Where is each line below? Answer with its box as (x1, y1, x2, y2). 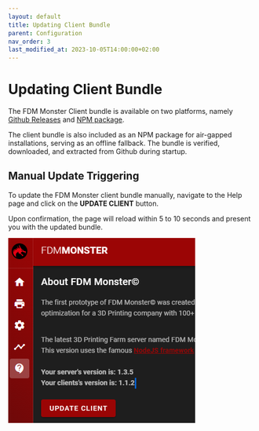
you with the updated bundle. (8, 222, 104, 232)
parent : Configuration (8, 29, 82, 37)
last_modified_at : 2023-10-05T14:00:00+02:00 (8, 46, 159, 54)
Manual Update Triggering (8, 170, 140, 183)
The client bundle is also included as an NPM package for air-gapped (8, 130, 232, 140)
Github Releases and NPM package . (8, 115, 125, 125)
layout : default (8, 13, 61, 20)
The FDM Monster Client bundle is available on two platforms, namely (8, 107, 233, 116)
